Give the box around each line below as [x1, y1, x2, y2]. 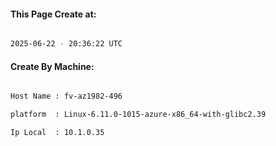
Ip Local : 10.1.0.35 [10, 128, 105, 138]
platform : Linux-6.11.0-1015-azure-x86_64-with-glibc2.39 [10, 110, 267, 120]
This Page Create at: [10, 8, 97, 20]
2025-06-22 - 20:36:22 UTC [10, 39, 123, 49]
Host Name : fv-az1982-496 [10, 91, 123, 102]
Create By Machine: [10, 60, 95, 72]
